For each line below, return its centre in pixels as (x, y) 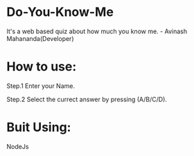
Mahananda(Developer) (40, 38)
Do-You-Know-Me (60, 12)
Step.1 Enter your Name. (41, 86)
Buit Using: (39, 127)
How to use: (42, 67)
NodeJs (18, 146)
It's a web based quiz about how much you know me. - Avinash (97, 31)
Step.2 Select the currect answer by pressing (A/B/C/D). (87, 99)
